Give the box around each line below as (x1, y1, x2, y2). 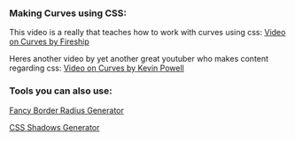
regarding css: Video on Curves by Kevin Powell (9, 63, 184, 73)
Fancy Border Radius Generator (9, 105, 124, 115)
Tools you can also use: (9, 85, 113, 97)
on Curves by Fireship (9, 36, 90, 47)
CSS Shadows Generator (9, 122, 100, 132)
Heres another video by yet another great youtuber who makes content (9, 54, 268, 64)
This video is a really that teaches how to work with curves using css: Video (9, 27, 286, 38)
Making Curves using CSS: (9, 7, 127, 19)
